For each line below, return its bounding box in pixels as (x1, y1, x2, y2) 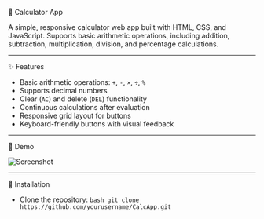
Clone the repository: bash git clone (19, 195, 140, 204)
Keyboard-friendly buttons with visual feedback (19, 119, 174, 129)
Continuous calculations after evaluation (19, 103, 151, 111)
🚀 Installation (8, 180, 50, 188)
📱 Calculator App (8, 8, 63, 16)
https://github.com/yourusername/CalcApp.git (19, 203, 171, 211)
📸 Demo (8, 142, 35, 151)
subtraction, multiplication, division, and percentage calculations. (8, 39, 219, 49)
